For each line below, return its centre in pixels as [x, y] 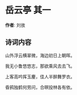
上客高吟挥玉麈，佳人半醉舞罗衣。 [40, 76]
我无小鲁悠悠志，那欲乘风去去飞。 [40, 66]
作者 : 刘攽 [15, 25]
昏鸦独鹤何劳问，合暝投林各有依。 [40, 87]
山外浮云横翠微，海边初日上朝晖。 [40, 55]
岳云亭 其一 [28, 10]
